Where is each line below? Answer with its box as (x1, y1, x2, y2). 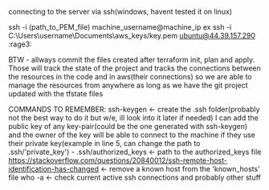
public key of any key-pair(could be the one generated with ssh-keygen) (8, 122, 248, 131)
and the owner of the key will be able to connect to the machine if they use (8, 130, 255, 139)
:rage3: (8, 39, 32, 49)
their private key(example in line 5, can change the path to (8, 139, 201, 148)
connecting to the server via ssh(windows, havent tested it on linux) (8, 7, 233, 16)
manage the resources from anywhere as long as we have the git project (8, 80, 248, 90)
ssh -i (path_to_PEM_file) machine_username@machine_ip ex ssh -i (8, 22, 232, 31)
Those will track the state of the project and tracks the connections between (8, 63, 261, 73)
